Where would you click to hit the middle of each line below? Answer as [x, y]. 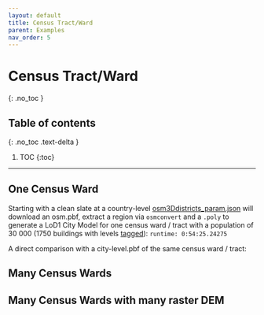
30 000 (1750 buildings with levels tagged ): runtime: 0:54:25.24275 [118, 233]
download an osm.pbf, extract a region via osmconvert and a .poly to [119, 217]
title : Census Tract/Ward [50, 23]
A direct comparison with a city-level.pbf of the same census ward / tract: [128, 248]
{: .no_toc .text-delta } [44, 142]
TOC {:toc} [37, 157]
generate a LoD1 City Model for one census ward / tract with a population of [131, 224]
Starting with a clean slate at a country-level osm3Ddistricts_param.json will [131, 208]
